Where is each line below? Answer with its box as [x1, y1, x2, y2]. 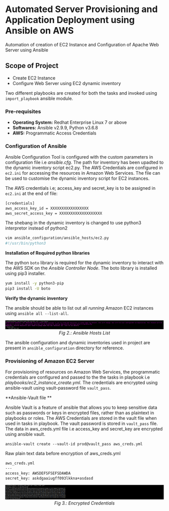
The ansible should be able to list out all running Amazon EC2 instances [5, 305, 154, 311]
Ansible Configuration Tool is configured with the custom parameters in [5, 154, 153, 160]
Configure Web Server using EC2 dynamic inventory [12, 80, 121, 86]
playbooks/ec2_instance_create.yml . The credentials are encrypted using [5, 380, 158, 386]
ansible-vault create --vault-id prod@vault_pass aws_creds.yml [5, 442, 143, 447]
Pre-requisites [5, 108, 41, 115]
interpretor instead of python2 [5, 225, 68, 231]
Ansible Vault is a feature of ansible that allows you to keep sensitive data [5, 404, 157, 411]
